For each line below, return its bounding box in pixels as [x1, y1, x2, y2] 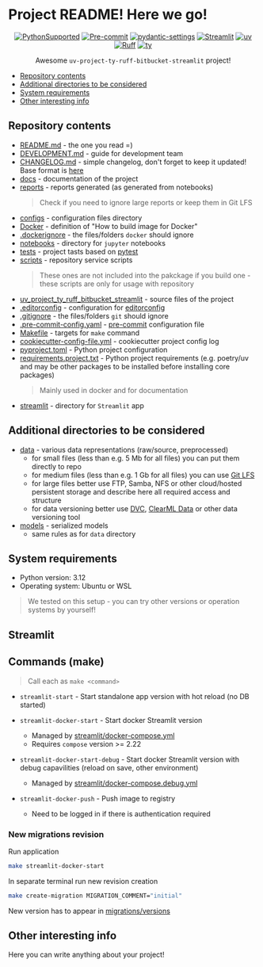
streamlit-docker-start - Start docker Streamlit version [19, 715, 203, 724]
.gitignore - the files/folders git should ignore [19, 311, 169, 320]
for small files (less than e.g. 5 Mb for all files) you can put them [31, 453, 240, 463]
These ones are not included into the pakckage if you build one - [39, 270, 251, 280]
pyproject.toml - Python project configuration [19, 345, 168, 354]
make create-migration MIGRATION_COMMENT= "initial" [8, 892, 182, 900]
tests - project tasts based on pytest [19, 247, 139, 256]
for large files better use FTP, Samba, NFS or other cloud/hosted [31, 478, 242, 488]
